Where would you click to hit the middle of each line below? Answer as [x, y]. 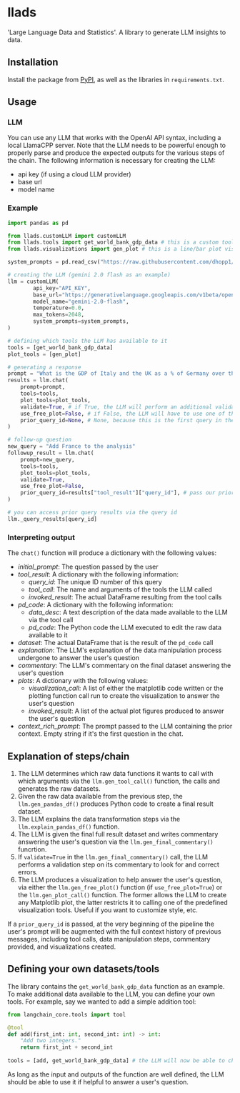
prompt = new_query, [47, 459]
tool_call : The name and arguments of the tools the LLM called [120, 589]
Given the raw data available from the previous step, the [100, 796]
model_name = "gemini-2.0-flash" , [81, 301]
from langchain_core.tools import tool [67, 1014]
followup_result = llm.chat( [51, 453]
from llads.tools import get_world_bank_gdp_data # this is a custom [113, 243]
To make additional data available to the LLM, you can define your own [111, 994]
